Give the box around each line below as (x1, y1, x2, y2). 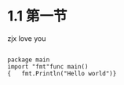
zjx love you (7, 33, 46, 43)
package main (7, 56, 50, 64)
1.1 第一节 (7, 7, 67, 25)
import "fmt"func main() (7, 62, 89, 71)
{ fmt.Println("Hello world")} (7, 69, 117, 77)
